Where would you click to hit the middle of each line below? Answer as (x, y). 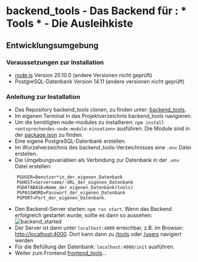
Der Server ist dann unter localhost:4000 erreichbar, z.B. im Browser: (99, 228)
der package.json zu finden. (49, 135)
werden (24, 241)
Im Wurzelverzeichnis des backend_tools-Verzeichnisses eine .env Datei (103, 148)
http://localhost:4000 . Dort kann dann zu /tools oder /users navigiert (98, 234)
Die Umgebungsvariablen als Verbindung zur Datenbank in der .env (97, 160)
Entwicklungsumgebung (52, 45)
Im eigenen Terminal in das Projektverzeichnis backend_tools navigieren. (103, 116)
